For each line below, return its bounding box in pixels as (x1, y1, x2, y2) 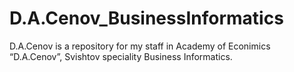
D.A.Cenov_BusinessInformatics (9, 7, 284, 30)
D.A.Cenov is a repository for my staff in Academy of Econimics (9, 40, 271, 52)
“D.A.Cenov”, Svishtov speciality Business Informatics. (9, 50, 233, 62)
